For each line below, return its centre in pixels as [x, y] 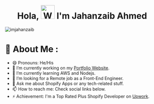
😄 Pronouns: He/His [33, 62]
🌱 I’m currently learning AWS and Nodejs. [54, 73]
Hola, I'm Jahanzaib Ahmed [82, 16]
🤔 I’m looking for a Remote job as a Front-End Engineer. [68, 78]
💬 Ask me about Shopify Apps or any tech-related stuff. [68, 83]
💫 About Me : [32, 49]
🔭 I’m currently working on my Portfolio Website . [61, 68]
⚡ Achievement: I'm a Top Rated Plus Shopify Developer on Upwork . [81, 96]
